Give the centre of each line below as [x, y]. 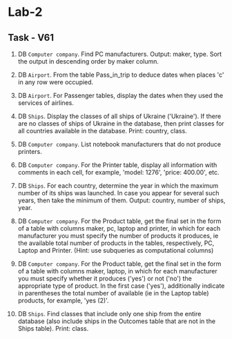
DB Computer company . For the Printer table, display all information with [117, 165]
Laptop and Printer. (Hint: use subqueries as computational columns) [116, 250]
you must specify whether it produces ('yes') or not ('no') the [105, 278]
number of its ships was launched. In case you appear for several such [118, 193]
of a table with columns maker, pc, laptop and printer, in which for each [119, 228]
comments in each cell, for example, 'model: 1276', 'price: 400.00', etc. [118, 172]
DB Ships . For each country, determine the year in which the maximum [118, 186]
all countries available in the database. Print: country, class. [102, 131]
